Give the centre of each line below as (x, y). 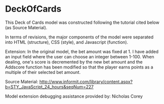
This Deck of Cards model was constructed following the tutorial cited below (82, 22)
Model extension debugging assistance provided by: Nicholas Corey (74, 96)
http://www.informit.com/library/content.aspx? (86, 82)
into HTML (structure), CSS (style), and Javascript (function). (67, 42)
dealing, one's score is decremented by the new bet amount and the (74, 62)
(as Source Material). (26, 27)
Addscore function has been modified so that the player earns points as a (79, 67)
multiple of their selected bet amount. (43, 72)
